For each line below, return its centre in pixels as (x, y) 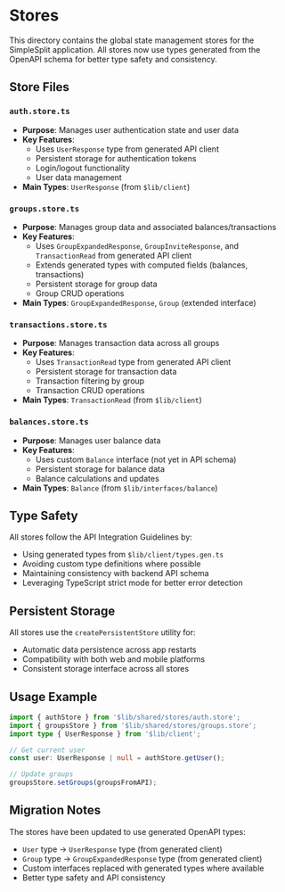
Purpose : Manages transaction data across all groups (121, 343)
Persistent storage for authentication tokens (116, 158)
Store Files (39, 87)
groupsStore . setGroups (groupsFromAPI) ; (83, 783)
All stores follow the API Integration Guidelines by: (101, 537)
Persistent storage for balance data (100, 468)
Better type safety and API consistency (94, 877)
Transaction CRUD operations (90, 391)
